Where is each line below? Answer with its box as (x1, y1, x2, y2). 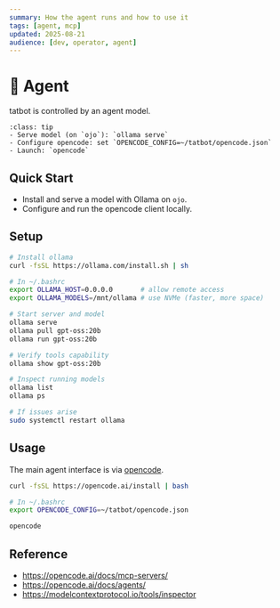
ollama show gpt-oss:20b (9, 359, 101, 368)
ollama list (9, 384, 53, 393)
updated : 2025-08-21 (9, 29, 86, 38)
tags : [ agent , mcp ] (9, 21, 82, 30)
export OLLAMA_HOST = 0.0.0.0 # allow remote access (9, 286, 225, 295)
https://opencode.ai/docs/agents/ (21, 580, 147, 590)
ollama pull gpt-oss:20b (9, 326, 101, 335)
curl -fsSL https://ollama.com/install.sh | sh (9, 261, 189, 270)
